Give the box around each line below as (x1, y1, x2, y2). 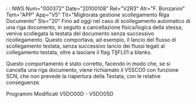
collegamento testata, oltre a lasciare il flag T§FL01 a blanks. (6, 49, 153, 55)
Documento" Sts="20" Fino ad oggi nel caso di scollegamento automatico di (6, 18, 191, 24)
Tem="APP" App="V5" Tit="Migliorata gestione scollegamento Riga (6, 11, 170, 18)
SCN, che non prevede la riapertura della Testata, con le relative (6, 73, 161, 79)
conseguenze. (6, 79, 41, 86)
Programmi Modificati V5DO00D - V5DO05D (6, 91, 114, 97)
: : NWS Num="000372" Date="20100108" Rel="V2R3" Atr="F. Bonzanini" (6, 5, 185, 12)
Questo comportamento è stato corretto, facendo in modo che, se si (6, 60, 171, 67)
